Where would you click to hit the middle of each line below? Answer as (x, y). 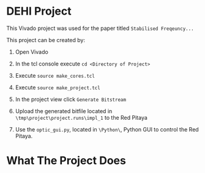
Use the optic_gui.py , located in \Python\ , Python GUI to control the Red (107, 129)
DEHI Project (39, 11)
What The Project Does (66, 161)
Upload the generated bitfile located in (64, 111)
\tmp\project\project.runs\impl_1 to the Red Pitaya (81, 117)
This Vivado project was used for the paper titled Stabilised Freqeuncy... (100, 28)
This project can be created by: (46, 40)
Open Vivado (32, 52)
